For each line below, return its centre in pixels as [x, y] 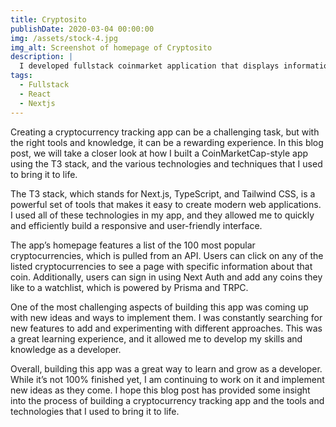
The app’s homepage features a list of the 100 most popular [133, 245]
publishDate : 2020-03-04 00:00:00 [82, 29]
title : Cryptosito [48, 19]
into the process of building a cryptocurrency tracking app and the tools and [167, 400]
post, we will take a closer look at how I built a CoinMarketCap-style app [159, 153]
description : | [42, 57]
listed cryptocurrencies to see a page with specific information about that [161, 266]
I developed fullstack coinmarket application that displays [149, 66]
